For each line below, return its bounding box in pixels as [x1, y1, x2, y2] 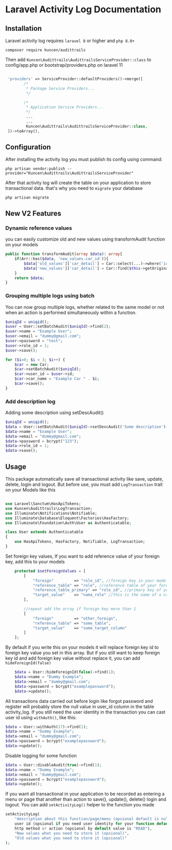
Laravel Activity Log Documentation [5, 4, 161, 15]
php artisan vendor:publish [5, 166, 66, 171]
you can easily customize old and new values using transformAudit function [5, 236, 165, 242]
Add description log [5, 398, 55, 405]
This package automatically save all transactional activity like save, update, [5, 476, 164, 482]
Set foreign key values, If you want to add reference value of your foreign [5, 553, 160, 559]
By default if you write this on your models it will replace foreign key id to [5, 644, 159, 650]
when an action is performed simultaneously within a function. [5, 309, 137, 315]
